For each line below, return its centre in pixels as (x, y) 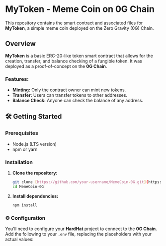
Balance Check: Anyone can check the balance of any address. (78, 101)
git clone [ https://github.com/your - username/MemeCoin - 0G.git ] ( (80, 182)
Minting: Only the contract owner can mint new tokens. (69, 90)
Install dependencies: (35, 196)
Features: (17, 79)
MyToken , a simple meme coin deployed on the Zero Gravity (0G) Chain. (80, 28)
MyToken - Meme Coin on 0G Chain (80, 9)
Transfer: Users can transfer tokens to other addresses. (70, 95)
